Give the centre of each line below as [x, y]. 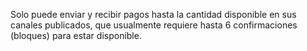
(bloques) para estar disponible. [76, 35]
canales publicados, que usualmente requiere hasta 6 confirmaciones [154, 25]
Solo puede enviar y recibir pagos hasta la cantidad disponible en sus [153, 14]
